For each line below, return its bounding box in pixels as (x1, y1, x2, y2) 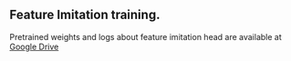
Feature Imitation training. (9, 7, 161, 23)
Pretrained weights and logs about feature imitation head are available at (9, 31, 283, 42)
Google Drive (9, 41, 59, 52)
